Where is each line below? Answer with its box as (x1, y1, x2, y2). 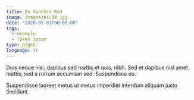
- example (11, 31, 36, 37)
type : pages (6, 42, 36, 48)
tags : (6, 25, 20, 32)
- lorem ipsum (11, 36, 46, 42)
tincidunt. (6, 87, 30, 95)
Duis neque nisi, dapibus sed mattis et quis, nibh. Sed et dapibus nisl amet (6, 64, 189, 71)
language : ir (6, 48, 39, 54)
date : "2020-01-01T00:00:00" (6, 20, 79, 26)
